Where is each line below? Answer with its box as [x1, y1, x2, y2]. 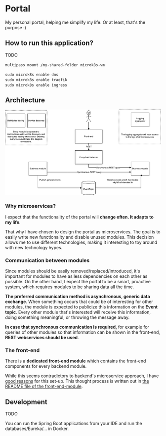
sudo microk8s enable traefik [5, 77, 68, 82]
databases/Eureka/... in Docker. [5, 426, 69, 432]
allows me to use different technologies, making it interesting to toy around [5, 239, 157, 245]
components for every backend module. [5, 363, 87, 369]
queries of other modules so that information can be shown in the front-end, [5, 329, 161, 335]
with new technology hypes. [5, 244, 63, 250]
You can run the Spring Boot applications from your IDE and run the [5, 421, 142, 427]
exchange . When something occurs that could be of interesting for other [5, 299, 153, 305]
